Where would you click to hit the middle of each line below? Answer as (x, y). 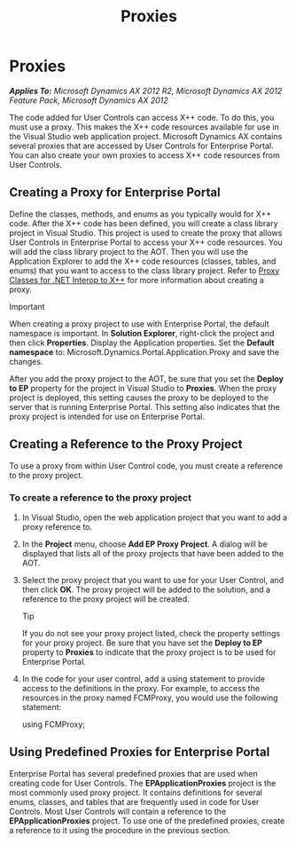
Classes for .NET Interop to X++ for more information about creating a (136, 280)
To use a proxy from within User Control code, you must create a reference (146, 465)
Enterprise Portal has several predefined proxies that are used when (134, 773)
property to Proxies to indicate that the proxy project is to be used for (149, 652)
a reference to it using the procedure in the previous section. (120, 830)
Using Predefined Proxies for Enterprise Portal (140, 752)
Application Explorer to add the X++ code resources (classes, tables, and (143, 261)
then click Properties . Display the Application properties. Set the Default (142, 343)
